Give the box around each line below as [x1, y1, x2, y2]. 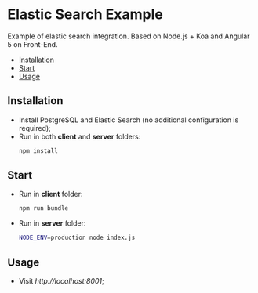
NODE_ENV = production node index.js [18, 233, 136, 242]
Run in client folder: [18, 190, 83, 199]
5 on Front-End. [7, 39, 58, 49]
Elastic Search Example [7, 5, 164, 24]
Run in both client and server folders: [18, 132, 141, 141]
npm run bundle [18, 204, 69, 212]
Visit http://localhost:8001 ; [18, 277, 105, 285]
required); [18, 123, 52, 132]
